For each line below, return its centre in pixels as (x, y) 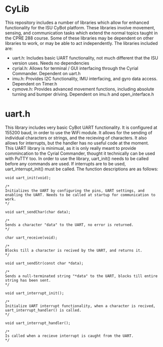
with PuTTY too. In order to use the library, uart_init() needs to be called (77, 158)
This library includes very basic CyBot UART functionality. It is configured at (81, 127)
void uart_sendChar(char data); (38, 212)
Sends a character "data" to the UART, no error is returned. (69, 225)
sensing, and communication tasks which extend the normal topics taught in (81, 33)
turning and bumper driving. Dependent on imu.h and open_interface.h (83, 94)
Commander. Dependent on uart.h (46, 73)
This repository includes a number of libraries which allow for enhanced (77, 22)
